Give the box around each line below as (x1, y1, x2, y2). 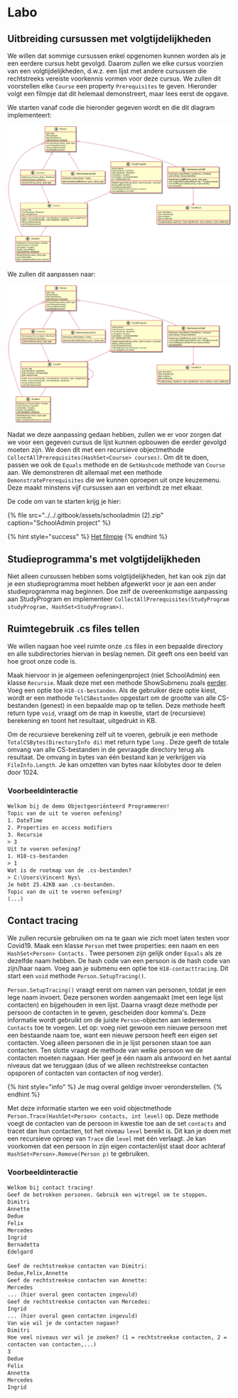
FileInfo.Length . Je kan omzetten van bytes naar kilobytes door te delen (7, 760, 222, 769)
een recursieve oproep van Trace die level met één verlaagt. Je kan (7, 1134, 207, 1143)
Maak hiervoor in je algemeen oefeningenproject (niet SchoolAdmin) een (7, 671, 220, 679)
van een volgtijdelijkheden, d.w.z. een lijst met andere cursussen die (7, 67, 207, 75)
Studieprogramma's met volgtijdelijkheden (7, 553, 201, 565)
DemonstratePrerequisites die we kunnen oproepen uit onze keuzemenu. (7, 476, 222, 485)
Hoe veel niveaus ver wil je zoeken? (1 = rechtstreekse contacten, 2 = (7, 1334, 227, 1341)
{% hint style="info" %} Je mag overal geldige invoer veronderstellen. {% (7, 1082, 222, 1091)
